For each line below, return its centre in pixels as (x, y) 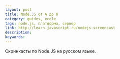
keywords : (15, 37)
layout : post (18, 10)
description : (18, 32)
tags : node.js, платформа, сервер (41, 23)
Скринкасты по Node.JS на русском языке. (51, 51)
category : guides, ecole (30, 19)
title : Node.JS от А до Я (31, 14)
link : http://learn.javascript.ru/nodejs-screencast (60, 28)
